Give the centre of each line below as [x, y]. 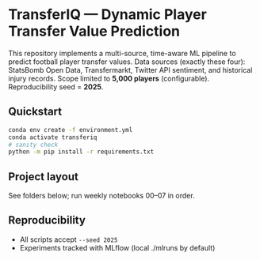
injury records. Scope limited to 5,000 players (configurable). [109, 78]
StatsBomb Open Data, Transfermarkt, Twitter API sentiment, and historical [130, 70]
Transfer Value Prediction [94, 31]
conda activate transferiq [53, 137]
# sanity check [33, 145]
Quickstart [35, 112]
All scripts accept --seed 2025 [69, 239]
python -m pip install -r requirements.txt [81, 152]
